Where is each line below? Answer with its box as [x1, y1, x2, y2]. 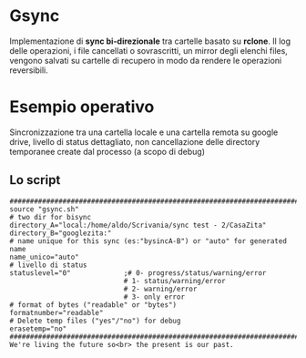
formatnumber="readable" [9, 308, 104, 317]
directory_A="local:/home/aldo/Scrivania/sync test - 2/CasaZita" [9, 220, 267, 230]
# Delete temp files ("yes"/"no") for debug [9, 316, 181, 325]
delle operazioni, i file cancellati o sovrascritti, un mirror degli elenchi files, [9, 45, 289, 56]
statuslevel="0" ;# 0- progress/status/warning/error [9, 268, 267, 278]
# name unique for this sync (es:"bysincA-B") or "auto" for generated [9, 236, 287, 246]
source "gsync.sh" [9, 204, 79, 214]
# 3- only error [123, 292, 185, 302]
